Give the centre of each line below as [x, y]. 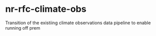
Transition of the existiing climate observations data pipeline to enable [78, 23]
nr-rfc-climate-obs [46, 9]
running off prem [23, 28]
